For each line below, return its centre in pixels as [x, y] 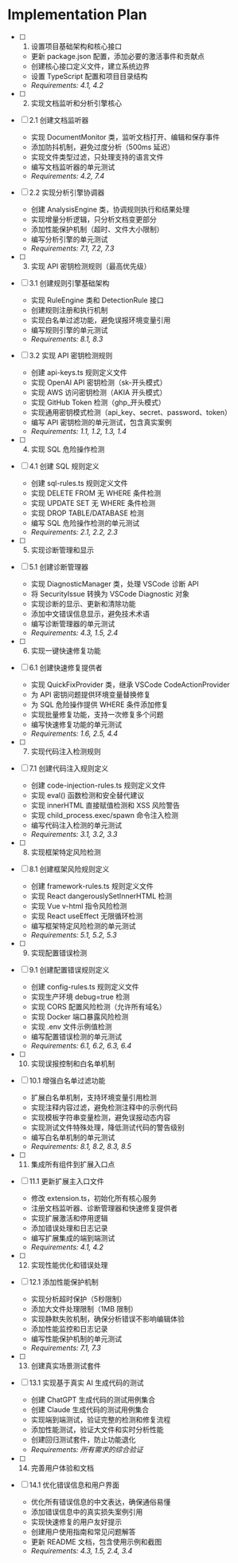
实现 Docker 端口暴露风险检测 [80, 1016]
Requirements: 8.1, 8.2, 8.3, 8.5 [81, 1146]
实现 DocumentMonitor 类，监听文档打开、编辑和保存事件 [125, 136]
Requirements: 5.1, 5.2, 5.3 [74, 934]
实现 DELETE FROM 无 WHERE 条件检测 [96, 493]
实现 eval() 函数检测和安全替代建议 [88, 795]
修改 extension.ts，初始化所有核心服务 [94, 1198]
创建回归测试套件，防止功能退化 [83, 1439]
